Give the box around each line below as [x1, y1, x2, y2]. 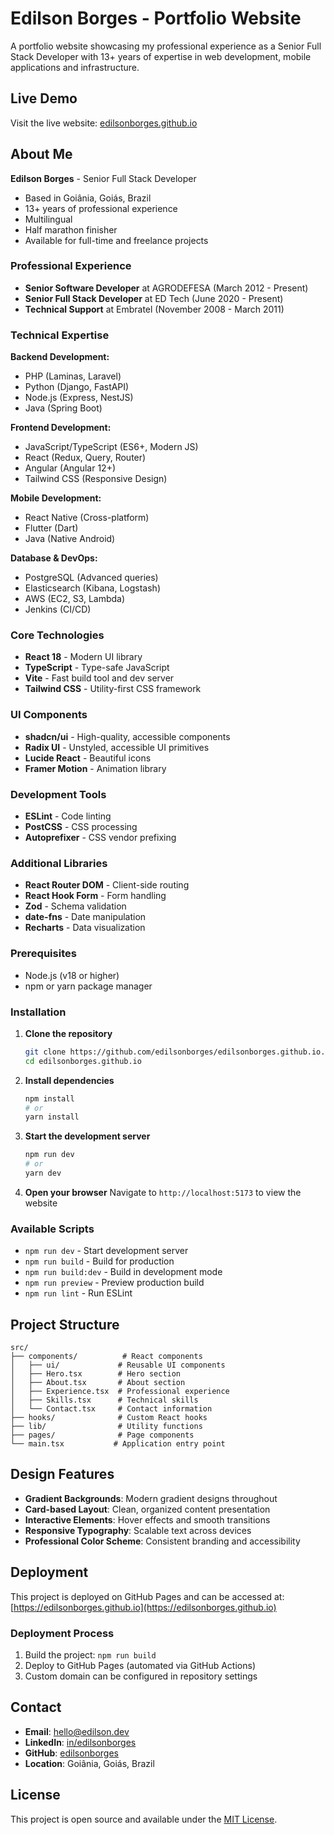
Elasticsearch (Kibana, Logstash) [24, 582, 161, 594]
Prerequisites [10, 947, 77, 961]
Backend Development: [10, 351, 110, 363]
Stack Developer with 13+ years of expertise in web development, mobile [10, 50, 312, 62]
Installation [10, 1005, 67, 1019]
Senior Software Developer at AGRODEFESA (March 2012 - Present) [24, 282, 309, 294]
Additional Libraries [10, 856, 108, 870]
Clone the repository [24, 1027, 113, 1039]
